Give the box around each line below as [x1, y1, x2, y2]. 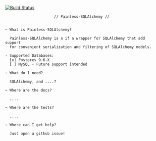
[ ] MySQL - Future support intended [9, 62, 88, 67]
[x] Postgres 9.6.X [9, 57, 50, 62]
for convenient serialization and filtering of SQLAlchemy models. [9, 45, 152, 49]
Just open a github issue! [9, 131, 65, 136]
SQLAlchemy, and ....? [9, 79, 56, 84]
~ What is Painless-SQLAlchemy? [5, 27, 72, 32]
